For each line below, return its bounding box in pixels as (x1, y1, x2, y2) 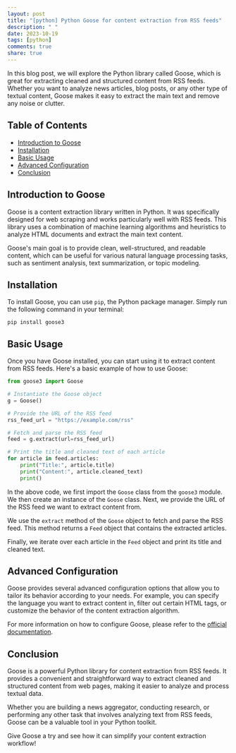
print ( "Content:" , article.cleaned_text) (20, 468, 143, 475)
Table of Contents (7, 119, 88, 131)
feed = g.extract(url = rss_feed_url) (7, 435, 115, 443)
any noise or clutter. (7, 99, 66, 107)
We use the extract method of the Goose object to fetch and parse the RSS (7, 516, 223, 524)
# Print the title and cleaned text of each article (7, 449, 166, 456)
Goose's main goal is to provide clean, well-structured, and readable (7, 243, 206, 252)
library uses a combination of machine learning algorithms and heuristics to (7, 222, 227, 231)
